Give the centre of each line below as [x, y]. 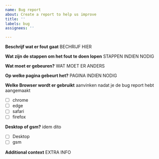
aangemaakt [18, 90]
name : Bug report [23, 10]
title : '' [15, 19]
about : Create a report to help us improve [51, 14]
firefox [19, 117]
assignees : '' [20, 28]
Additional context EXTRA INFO [38, 152]
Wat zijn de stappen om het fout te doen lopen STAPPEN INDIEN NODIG [80, 56]
